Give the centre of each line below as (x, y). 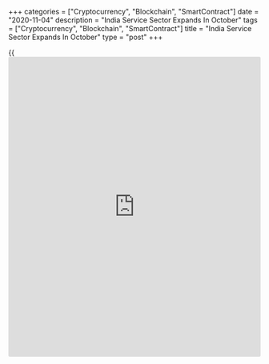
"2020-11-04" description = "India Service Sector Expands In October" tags (133, 20)
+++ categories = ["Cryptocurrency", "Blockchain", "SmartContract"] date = (134, 12)
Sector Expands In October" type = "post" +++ (86, 37)
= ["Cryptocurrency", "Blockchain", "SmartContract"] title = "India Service (130, 28)
